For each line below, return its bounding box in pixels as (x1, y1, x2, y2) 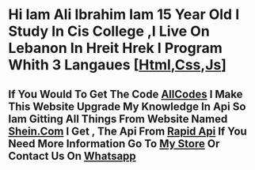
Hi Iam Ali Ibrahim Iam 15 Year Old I (8, 6, 240, 24)
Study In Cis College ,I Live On (8, 22, 210, 40)
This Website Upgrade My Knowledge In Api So (8, 100, 246, 113)
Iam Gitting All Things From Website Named (8, 112, 228, 126)
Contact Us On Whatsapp (8, 149, 136, 163)
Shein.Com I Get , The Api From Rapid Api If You (8, 124, 247, 138)
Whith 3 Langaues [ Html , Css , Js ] (8, 56, 227, 74)
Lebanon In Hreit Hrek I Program (8, 40, 223, 57)
